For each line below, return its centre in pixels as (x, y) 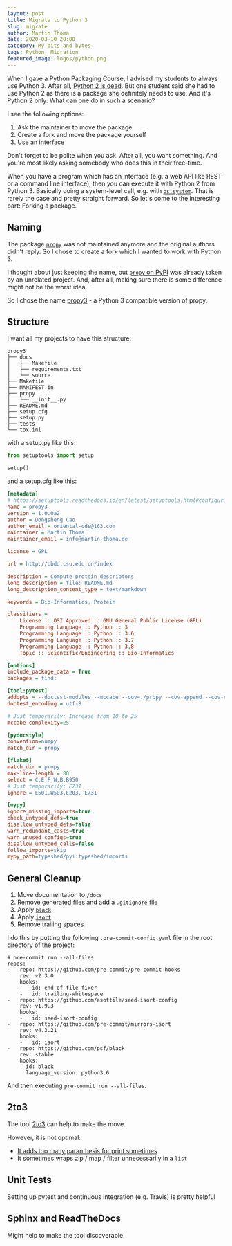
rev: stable (37, 1055)
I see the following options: (46, 114)
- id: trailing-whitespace (61, 994)
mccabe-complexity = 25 (38, 723)
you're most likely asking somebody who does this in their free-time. (105, 163)
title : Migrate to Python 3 (48, 20)
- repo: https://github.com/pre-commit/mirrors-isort (89, 1024)
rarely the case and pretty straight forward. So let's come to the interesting (114, 198)
